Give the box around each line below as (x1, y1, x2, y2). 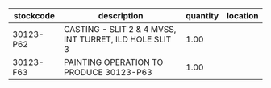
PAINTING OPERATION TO (63, 57, 164, 67)
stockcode (13, 10, 55, 21)
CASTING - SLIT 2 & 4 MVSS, (63, 24, 177, 34)
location (227, 10, 259, 21)
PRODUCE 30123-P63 (63, 67, 152, 78)
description (98, 10, 144, 21)
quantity (185, 10, 219, 21)
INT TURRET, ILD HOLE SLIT (63, 34, 172, 45)
